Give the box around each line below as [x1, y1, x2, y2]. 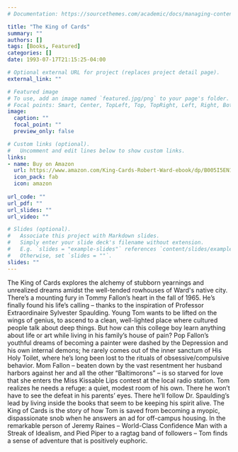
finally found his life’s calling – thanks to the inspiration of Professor [7, 300, 204, 309]
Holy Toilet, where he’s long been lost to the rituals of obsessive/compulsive [7, 354, 229, 362]
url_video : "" [7, 213, 50, 220]
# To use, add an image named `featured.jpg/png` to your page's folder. [7, 95, 230, 102]
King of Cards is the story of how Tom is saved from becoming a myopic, [7, 406, 220, 414]
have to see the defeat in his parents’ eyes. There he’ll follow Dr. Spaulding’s [7, 391, 230, 400]
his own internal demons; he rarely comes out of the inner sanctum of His [7, 346, 222, 354]
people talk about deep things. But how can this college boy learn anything [7, 323, 226, 332]
